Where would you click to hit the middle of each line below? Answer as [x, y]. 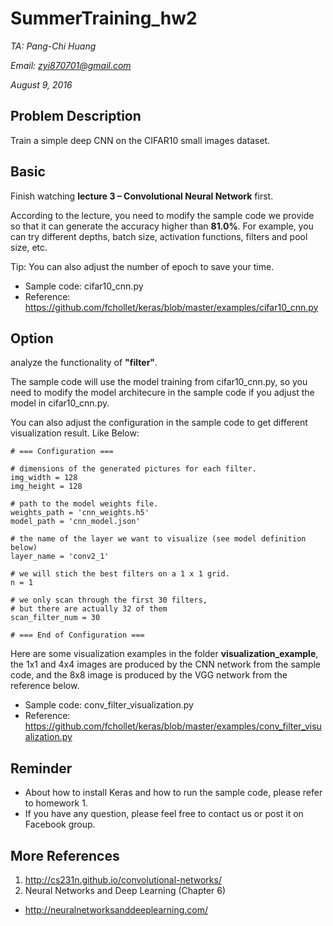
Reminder [41, 768]
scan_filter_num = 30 [55, 618]
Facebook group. [60, 824]
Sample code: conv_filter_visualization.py [109, 705]
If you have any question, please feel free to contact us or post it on [164, 814]
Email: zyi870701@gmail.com [71, 65]
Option [32, 338]
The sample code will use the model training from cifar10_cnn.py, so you [159, 382]
